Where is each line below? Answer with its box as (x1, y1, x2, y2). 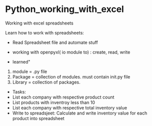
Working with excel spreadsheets (5, 20, 74, 26)
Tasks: (12, 88, 26, 94)
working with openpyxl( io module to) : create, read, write (12, 49, 131, 55)
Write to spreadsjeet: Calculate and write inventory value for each (12, 110, 148, 116)
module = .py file (12, 68, 47, 74)
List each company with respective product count (12, 94, 115, 100)
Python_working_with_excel (5, 3, 124, 15)
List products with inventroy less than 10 (12, 99, 96, 105)
